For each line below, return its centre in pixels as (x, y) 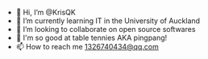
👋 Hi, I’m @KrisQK (46, 12)
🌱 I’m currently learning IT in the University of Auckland (108, 21)
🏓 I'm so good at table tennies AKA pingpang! (92, 37)
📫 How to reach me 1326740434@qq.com (87, 47)
